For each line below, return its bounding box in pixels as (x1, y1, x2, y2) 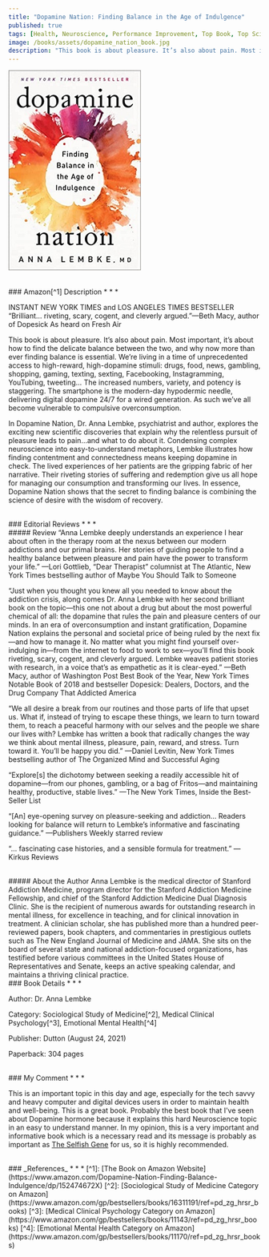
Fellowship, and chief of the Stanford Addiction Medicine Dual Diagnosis (8, 893, 247, 903)
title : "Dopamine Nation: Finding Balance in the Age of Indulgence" (8, 13, 246, 21)
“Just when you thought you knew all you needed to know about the (8, 586, 232, 596)
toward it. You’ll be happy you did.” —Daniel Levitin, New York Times (8, 746, 235, 756)
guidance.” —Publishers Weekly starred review (8, 828, 163, 838)
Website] (176, 1164, 207, 1174)
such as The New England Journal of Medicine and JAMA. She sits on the (8, 936, 252, 945)
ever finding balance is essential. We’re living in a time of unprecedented (8, 353, 248, 362)
